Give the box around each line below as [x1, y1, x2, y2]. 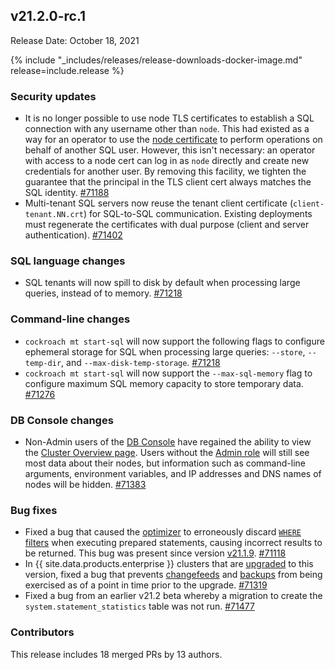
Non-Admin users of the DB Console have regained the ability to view [24, 436, 312, 448]
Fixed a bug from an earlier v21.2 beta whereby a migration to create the [24, 590, 323, 602]
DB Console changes [10, 413, 114, 427]
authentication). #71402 [24, 229, 123, 241]
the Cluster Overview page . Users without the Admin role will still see [24, 447, 310, 458]
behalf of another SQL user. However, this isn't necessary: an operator [24, 144, 316, 156]
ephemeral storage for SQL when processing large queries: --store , [24, 345, 306, 358]
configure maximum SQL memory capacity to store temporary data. [24, 377, 304, 389]
